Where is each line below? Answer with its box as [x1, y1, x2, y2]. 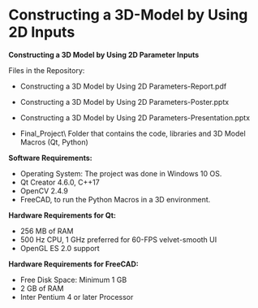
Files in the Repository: [8, 65, 85, 75]
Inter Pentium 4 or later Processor [19, 292, 134, 301]
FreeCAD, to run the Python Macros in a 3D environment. [19, 194, 211, 204]
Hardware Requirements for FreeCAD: [8, 258, 140, 269]
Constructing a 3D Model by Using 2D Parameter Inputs [8, 50, 200, 59]
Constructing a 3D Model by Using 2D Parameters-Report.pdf [19, 81, 227, 91]
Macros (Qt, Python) [19, 137, 89, 147]
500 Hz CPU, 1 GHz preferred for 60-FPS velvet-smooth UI [19, 234, 217, 245]
